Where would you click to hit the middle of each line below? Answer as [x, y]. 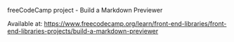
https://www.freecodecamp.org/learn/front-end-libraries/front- [135, 23]
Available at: [25, 23]
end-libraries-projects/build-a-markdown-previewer [83, 31]
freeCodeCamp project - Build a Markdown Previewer [85, 10]
